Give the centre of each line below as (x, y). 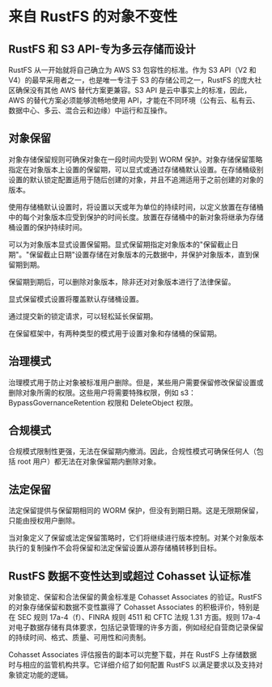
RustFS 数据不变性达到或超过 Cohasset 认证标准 (130, 576)
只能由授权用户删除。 (44, 521)
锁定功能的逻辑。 (44, 675)
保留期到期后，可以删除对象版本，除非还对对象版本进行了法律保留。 (122, 282)
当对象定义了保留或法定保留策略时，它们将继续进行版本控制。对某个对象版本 (136, 538)
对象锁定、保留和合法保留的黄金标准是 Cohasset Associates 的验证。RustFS (135, 597)
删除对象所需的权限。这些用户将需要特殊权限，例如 (93, 392)
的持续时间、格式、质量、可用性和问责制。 (79, 638)
